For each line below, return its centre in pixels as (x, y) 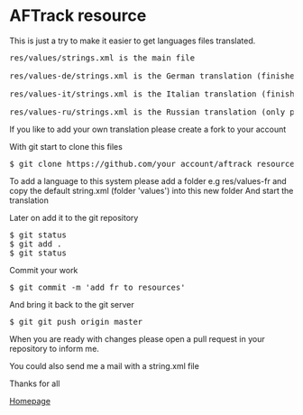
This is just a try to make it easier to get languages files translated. (133, 41)
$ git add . (36, 244)
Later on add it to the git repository (74, 217)
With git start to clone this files (66, 146)
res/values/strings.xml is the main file (102, 58)
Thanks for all (35, 383)
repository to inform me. (54, 348)
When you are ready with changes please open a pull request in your (137, 338)
